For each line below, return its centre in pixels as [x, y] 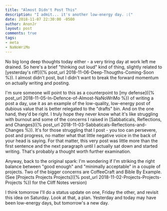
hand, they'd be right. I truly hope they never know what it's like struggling [82, 114]
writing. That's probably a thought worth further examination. [68, 151]
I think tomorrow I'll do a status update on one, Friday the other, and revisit [82, 192]
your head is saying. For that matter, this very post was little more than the [81, 141]
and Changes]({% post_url [32, 125]
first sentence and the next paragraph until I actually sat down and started [81, 146]
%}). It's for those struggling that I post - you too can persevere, [91, 130]
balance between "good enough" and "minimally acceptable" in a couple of [83, 166]
